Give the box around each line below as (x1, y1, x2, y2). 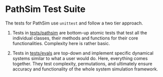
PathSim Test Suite (5, 3, 86, 15)
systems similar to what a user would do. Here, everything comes (12, 55, 148, 61)
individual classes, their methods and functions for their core (12, 35, 138, 41)
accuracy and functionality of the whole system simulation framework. (12, 66, 158, 72)
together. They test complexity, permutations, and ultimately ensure (12, 60, 152, 66)
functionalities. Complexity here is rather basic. (12, 40, 110, 46)
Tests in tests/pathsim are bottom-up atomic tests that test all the (12, 29, 147, 35)
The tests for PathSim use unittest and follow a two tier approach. (5, 20, 143, 26)
